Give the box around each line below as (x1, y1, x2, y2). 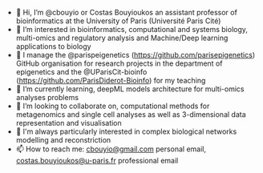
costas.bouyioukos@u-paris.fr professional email (15, 156, 179, 165)
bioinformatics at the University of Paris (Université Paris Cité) (15, 16, 221, 26)
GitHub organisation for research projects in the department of (15, 58, 223, 68)
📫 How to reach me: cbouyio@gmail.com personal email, (15, 144, 207, 154)
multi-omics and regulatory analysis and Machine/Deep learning (15, 33, 229, 42)
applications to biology (15, 42, 91, 51)
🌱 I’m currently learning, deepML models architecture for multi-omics (15, 84, 245, 94)
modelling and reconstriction (15, 135, 111, 144)
